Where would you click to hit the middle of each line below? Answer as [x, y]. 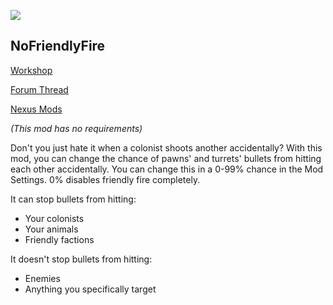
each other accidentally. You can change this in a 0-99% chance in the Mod [167, 169]
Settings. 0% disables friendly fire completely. [105, 179]
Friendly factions [59, 239]
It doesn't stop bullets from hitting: [81, 259]
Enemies [42, 278]
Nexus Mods [36, 109]
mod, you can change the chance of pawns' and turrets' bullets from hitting [166, 158]
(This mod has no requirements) [76, 128]
